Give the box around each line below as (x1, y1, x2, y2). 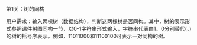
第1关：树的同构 (6, 5, 45, 12)
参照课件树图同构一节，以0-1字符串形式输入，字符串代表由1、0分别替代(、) (11, 25, 192, 32)
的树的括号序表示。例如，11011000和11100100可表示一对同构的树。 (6, 33, 169, 40)
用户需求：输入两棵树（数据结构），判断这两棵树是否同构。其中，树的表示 (6, 18, 185, 25)
